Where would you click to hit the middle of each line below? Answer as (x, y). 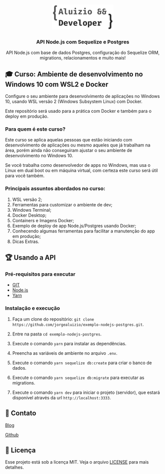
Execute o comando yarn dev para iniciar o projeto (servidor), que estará (86, 392)
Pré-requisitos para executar (40, 274)
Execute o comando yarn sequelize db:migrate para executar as (78, 378)
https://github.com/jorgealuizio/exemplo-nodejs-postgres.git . (78, 324)
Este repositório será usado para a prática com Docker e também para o (78, 111)
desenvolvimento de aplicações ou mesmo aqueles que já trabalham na (78, 145)
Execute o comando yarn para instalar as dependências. (69, 343)
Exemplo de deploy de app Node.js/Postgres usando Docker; (74, 226)
